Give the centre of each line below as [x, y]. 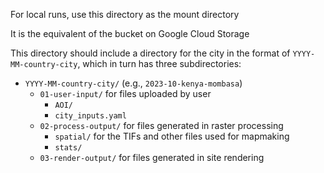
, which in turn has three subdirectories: [159, 63]
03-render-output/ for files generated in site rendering [152, 157]
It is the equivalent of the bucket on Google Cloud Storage [130, 33]
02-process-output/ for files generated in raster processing [161, 125]
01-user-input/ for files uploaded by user [125, 93]
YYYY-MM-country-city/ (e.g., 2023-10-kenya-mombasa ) [133, 83]
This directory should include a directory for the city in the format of [150, 53]
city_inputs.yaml [90, 116]
